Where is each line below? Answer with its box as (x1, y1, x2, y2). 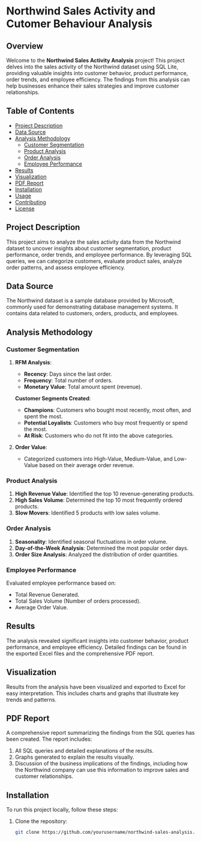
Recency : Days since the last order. (23, 370, 112, 378)
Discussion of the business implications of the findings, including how (14, 760, 188, 767)
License (14, 205, 35, 212)
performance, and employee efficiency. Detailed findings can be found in (6, 644, 187, 651)
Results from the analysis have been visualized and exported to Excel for (6, 683, 186, 690)
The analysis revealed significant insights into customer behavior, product (6, 637, 189, 644)
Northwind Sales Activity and (6, 4, 156, 18)
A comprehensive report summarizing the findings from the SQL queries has (6, 729, 195, 737)
